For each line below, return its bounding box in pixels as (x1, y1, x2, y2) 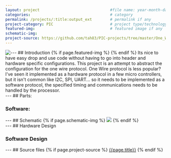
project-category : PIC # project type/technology (5, 21, 167, 27)
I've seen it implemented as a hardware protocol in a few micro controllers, (5, 71, 162, 77)
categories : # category (5, 12, 133, 17)
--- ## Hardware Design (5, 123, 56, 129)
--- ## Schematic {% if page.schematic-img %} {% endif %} (5, 117, 139, 124)
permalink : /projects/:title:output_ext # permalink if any (5, 17, 152, 22)
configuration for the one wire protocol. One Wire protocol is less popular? (5, 65, 161, 71)
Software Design (5, 135, 47, 142)
